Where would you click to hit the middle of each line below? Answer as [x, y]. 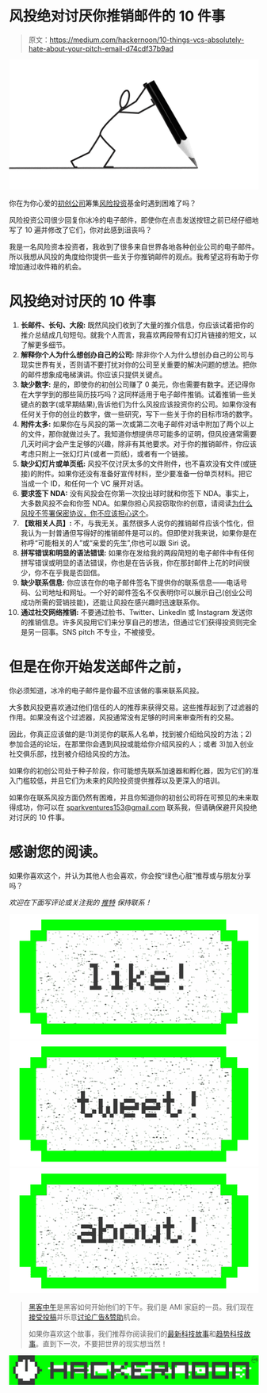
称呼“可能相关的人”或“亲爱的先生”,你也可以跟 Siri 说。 [107, 543]
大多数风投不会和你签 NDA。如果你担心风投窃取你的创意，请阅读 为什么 [136, 503]
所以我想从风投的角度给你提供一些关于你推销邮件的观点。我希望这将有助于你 [134, 256]
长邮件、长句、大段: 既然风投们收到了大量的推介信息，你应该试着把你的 [137, 325]
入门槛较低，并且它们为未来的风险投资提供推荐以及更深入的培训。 [116, 780]
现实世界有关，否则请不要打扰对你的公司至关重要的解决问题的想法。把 [135, 364]
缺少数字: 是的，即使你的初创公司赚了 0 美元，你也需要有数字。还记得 [134, 384]
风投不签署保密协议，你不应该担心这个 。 [86, 513]
